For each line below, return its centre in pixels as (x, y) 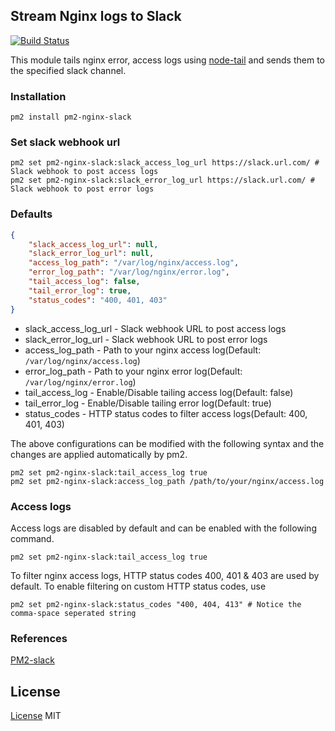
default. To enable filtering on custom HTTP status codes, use (138, 586)
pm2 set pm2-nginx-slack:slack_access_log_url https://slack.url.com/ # (165, 163)
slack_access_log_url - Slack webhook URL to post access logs (155, 328)
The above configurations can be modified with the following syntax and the (167, 443)
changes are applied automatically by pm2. (99, 454)
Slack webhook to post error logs (82, 189)
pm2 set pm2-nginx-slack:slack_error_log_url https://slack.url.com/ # (162, 180)
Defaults (31, 214)
